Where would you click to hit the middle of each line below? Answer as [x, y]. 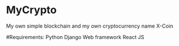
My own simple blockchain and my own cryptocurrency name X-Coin [90, 26]
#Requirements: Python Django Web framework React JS [75, 37]
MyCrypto [31, 10]
